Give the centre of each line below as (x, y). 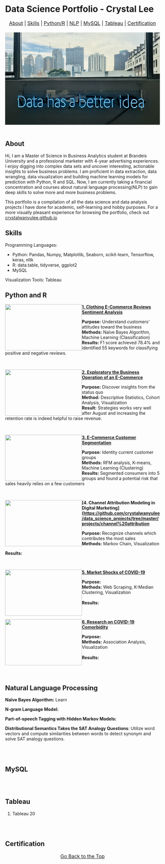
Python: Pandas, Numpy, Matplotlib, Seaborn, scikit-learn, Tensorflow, (83, 254)
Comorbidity (95, 627)
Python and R (26, 295)
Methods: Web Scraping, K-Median (118, 587)
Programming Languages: (31, 245)
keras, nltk (23, 260)
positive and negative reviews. (36, 353)
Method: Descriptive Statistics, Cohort (121, 398)
